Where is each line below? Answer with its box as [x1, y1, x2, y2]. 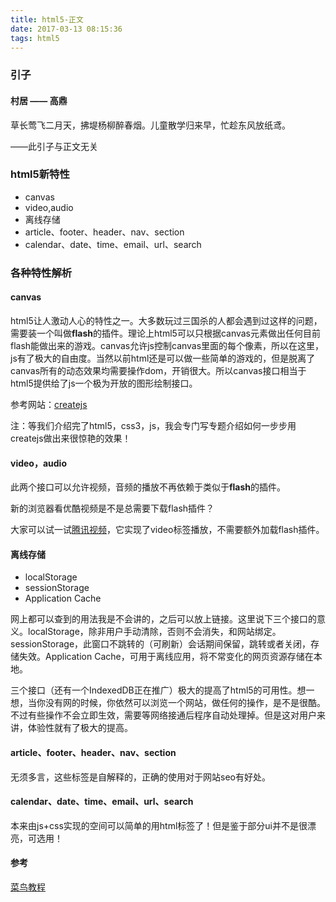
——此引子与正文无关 [10, 140, 98, 152]
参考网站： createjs [10, 398, 88, 410]
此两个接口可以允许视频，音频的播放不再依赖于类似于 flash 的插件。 [10, 481, 287, 493]
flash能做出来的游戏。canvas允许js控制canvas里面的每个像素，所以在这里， [10, 339, 325, 351]
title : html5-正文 [10, 14, 84, 25]
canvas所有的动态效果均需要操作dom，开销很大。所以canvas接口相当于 [10, 364, 307, 376]
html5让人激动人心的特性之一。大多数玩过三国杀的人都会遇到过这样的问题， [10, 314, 323, 326]
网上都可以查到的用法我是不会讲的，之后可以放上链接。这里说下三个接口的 [10, 613, 317, 625]
